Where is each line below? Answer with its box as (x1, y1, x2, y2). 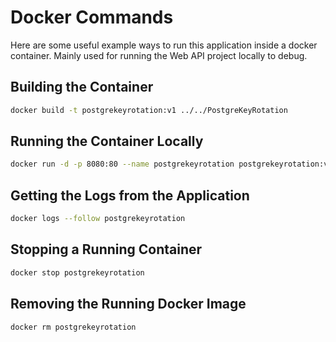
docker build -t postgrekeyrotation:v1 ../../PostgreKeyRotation (10, 105, 288, 115)
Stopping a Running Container (10, 241, 203, 258)
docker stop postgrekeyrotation (10, 267, 145, 278)
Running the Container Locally (10, 133, 204, 150)
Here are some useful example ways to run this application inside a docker (10, 39, 318, 51)
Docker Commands (10, 6, 174, 29)
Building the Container (10, 79, 154, 96)
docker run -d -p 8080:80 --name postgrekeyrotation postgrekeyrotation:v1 (10, 159, 333, 170)
